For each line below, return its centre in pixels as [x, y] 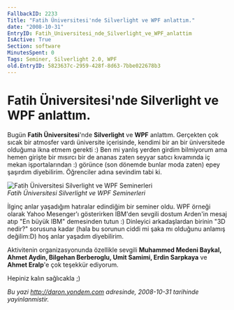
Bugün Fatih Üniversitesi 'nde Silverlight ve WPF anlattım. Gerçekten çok [113, 134]
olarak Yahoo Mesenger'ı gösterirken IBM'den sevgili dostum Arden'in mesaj [117, 213]
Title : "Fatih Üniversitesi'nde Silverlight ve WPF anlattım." [101, 20]
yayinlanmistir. [28, 299]
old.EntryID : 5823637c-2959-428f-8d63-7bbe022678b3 [84, 66]
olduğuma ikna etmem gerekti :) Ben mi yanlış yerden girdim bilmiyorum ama [117, 149]
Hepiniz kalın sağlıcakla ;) [44, 278]
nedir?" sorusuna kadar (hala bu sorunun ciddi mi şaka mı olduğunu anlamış [116, 229]
